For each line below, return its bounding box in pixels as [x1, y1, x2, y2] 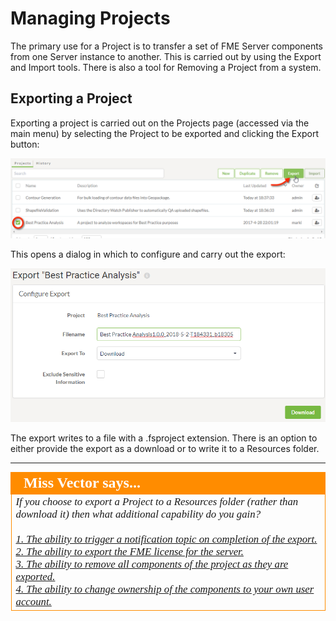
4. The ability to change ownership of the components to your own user [15, 582, 315, 596]
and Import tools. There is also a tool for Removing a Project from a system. [10, 61, 322, 73]
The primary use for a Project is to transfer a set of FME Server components [10, 40, 324, 52]
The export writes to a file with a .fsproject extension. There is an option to [10, 432, 318, 444]
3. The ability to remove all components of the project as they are [15, 557, 289, 571]
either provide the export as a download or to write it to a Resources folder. [10, 442, 320, 454]
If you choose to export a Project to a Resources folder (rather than [15, 495, 299, 508]
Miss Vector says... [23, 473, 141, 491]
